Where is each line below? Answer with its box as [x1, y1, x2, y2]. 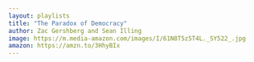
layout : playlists [8, 11, 70, 20]
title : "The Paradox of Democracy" [8, 19, 128, 27]
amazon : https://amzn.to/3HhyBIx [8, 42, 121, 50]
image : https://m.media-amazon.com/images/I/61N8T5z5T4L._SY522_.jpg [8, 34, 247, 43]
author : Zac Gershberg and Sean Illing [8, 27, 142, 35]
